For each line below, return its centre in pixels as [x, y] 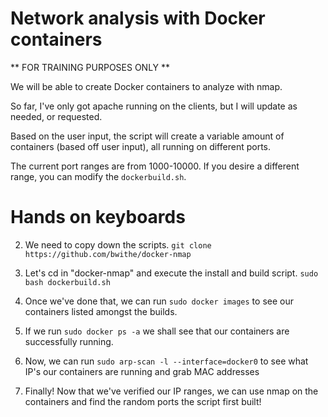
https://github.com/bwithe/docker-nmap [108, 254]
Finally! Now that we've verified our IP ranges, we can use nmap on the [171, 391]
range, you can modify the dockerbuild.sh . [98, 176]
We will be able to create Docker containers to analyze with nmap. [146, 86]
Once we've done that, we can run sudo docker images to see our [159, 301]
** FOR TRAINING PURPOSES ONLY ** [90, 67]
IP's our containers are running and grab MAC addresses [142, 371]
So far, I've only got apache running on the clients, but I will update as [154, 106]
